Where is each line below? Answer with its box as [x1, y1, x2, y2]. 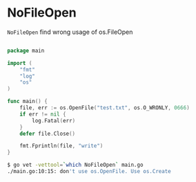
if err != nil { [19, 111, 67, 118]
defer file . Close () [19, 130, 76, 137]
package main [7, 47, 45, 54]
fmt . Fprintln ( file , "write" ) [19, 143, 104, 149]
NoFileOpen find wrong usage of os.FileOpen [7, 28, 133, 36]
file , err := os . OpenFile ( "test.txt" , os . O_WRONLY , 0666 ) [19, 104, 190, 111]
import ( [7, 60, 32, 66]
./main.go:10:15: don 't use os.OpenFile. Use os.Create [7, 168, 171, 175]
